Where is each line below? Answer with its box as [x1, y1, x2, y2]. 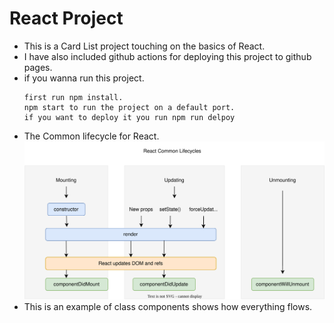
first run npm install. [23, 92, 124, 102]
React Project [9, 7, 124, 30]
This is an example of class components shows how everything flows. [23, 300, 313, 312]
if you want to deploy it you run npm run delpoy [23, 112, 236, 122]
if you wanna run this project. [23, 72, 145, 84]
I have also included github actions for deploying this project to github [23, 50, 312, 62]
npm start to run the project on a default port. [23, 102, 236, 112]
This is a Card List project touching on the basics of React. [23, 40, 266, 52]
